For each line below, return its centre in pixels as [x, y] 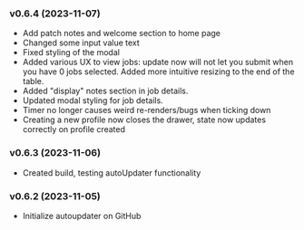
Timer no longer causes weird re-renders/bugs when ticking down [147, 110]
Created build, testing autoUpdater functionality [112, 172]
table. [33, 81]
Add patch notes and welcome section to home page [121, 34]
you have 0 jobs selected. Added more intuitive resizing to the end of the [158, 72]
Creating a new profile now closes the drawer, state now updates [144, 120]
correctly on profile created [74, 129]
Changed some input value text [81, 43]
